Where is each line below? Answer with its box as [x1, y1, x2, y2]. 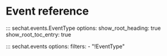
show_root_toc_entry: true [6, 30, 72, 38]
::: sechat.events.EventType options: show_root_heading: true [6, 24, 161, 32]
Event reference [6, 4, 89, 18]
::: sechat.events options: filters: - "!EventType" [6, 43, 125, 50]
